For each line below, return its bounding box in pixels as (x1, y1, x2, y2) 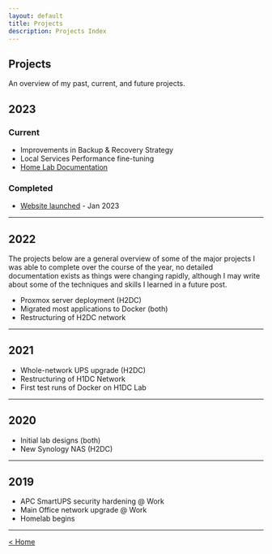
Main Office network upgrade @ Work (19, 505, 147, 515)
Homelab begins (19, 513, 75, 524)
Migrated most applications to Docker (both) (19, 304, 168, 314)
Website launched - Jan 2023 (19, 201, 120, 211)
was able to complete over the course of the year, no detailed (8, 262, 214, 272)
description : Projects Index (8, 27, 107, 35)
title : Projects (8, 19, 63, 28)
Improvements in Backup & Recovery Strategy (19, 145, 174, 154)
